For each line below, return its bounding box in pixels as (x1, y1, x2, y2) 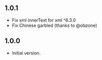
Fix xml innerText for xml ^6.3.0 (11, 17, 76, 23)
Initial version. (11, 50, 41, 56)
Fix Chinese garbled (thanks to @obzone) (11, 22, 98, 28)
